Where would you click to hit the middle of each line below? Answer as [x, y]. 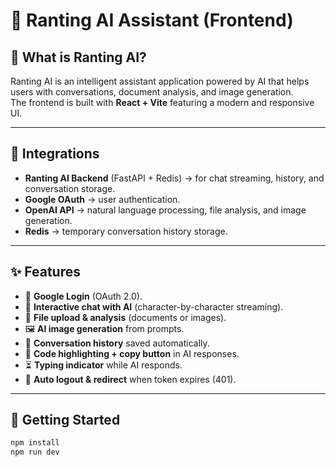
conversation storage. [70, 188]
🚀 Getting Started [65, 420]
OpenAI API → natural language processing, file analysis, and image [165, 210]
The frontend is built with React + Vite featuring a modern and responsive [162, 102]
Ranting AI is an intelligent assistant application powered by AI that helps [160, 81]
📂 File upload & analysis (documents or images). [125, 317]
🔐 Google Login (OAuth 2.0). [83, 296]
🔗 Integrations [55, 154]
